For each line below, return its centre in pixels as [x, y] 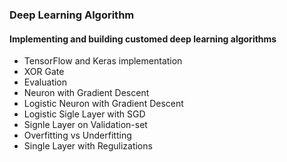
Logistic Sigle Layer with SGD [84, 114]
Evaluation [45, 82]
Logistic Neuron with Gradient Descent [103, 104]
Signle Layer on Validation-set [85, 125]
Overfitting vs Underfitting [77, 135]
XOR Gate [44, 72]
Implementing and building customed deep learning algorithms [143, 39]
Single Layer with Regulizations [88, 146]
